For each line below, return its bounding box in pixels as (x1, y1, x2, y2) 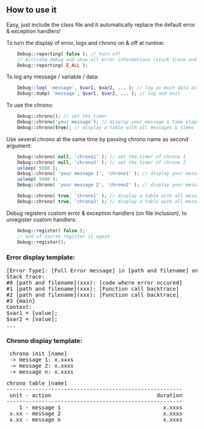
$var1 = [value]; (6, 309, 58, 316)
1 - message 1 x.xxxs (19, 404, 183, 411)
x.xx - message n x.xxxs (9, 416, 183, 424)
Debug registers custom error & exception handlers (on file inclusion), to (6, 209, 187, 217)
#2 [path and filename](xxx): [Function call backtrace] (6, 291, 180, 298)
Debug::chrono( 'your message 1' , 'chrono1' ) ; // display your (17, 171, 183, 177)
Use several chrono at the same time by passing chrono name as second (6, 135, 189, 143)
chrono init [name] (9, 350, 68, 357)
